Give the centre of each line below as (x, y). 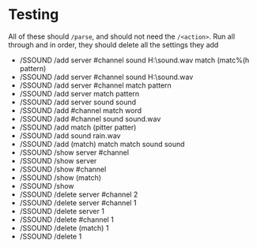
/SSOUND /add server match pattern (79, 93)
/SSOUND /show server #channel (74, 152)
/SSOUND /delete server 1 (62, 211)
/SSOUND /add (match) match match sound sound (102, 144)
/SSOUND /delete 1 (51, 236)
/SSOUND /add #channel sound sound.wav (90, 118)
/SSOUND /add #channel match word (81, 110)
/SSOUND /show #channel (63, 169)
